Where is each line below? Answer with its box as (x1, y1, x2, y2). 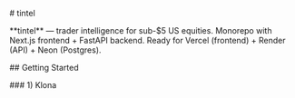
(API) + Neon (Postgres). (9, 44, 102, 55)
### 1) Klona (9, 80, 57, 90)
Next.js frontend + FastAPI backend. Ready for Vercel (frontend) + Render (9, 35, 286, 45)
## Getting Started (9, 63, 79, 73)
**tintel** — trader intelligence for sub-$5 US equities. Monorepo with (9, 25, 272, 35)
